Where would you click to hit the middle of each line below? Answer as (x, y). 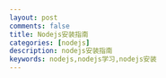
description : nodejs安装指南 (61, 51)
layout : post (34, 17)
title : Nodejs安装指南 (49, 34)
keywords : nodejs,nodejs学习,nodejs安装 (83, 59)
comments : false (39, 26)
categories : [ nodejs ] (50, 43)
